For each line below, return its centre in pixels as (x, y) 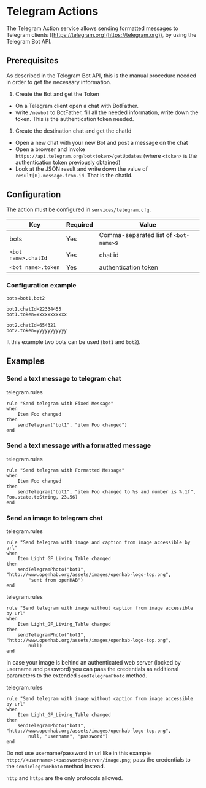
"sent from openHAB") (56, 580)
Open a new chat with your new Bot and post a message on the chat (101, 142)
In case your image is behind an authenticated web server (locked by (93, 663)
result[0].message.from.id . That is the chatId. (74, 175)
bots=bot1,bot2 (26, 298)
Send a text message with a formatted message (79, 445)
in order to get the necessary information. (59, 82)
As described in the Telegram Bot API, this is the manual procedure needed (101, 76)
